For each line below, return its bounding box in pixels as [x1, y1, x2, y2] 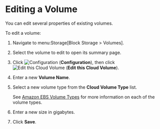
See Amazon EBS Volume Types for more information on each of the [12, 94, 155, 100]
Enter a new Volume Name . [12, 74, 70, 80]
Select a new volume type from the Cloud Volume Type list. [12, 84, 137, 90]
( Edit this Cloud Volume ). [66, 64, 120, 71]
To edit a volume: [5, 30, 41, 36]
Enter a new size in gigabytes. [12, 109, 75, 115]
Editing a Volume [5, 4, 78, 15]
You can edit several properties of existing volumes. [5, 20, 114, 26]
